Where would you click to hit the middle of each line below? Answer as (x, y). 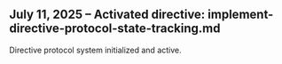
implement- (241, 15)
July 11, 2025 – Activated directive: (107, 15)
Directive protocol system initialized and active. (95, 50)
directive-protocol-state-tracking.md (115, 29)
